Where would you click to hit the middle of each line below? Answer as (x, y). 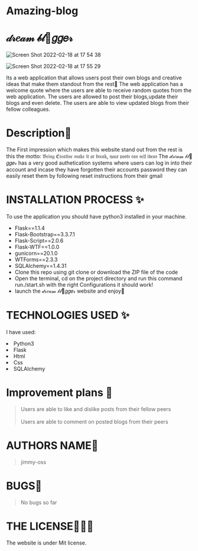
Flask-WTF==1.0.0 (37, 247)
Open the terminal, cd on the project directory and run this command (98, 278)
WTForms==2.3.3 (36, 260)
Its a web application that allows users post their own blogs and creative (94, 78)
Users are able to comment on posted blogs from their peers (94, 421)
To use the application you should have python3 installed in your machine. (97, 217)
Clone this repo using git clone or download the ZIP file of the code (96, 272)
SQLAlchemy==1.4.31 (40, 266)
